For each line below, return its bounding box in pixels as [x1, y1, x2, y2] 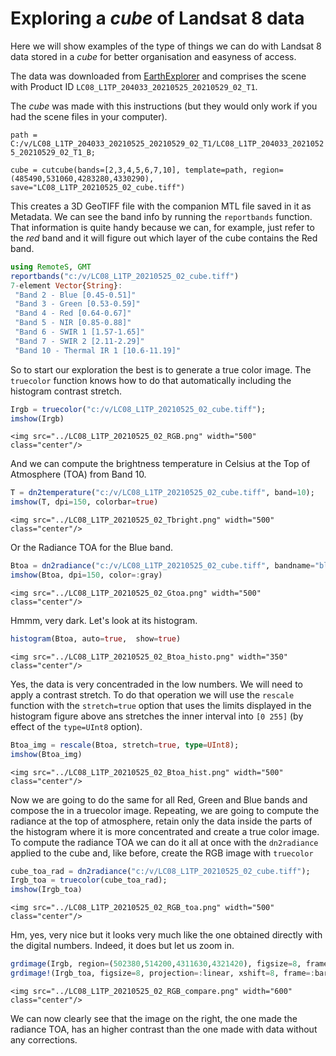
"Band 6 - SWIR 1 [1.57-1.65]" [14, 327, 145, 337]
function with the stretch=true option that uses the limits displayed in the [10, 699, 312, 711]
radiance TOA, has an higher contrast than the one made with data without [10, 1023, 318, 1035]
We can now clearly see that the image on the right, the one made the [10, 1012, 298, 1024]
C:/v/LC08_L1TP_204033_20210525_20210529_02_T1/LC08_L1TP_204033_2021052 [10, 138, 325, 149]
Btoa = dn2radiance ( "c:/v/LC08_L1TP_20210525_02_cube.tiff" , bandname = [10, 561, 315, 571]
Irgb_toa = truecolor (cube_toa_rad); [10, 875, 168, 886]
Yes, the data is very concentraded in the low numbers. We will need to [10, 678, 303, 690]
